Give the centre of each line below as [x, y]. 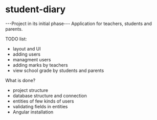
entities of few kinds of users [43, 101]
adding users [27, 54]
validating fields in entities [40, 106]
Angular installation [33, 112]
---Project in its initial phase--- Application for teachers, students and [79, 23]
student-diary [36, 9]
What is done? [20, 80]
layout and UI [27, 49]
